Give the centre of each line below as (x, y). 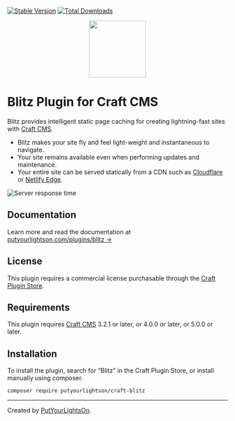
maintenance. (37, 164)
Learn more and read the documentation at (69, 231)
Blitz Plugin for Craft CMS (83, 102)
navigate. (31, 150)
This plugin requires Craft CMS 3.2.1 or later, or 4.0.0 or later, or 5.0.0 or (110, 324)
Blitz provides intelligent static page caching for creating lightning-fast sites (116, 121)
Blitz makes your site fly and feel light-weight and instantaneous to (113, 142)
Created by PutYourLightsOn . (49, 411)
